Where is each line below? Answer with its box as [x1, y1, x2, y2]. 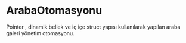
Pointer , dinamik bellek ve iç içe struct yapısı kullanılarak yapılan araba [6, 23, 181, 30]
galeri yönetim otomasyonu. [6, 29, 75, 36]
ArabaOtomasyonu [6, 4, 103, 17]
